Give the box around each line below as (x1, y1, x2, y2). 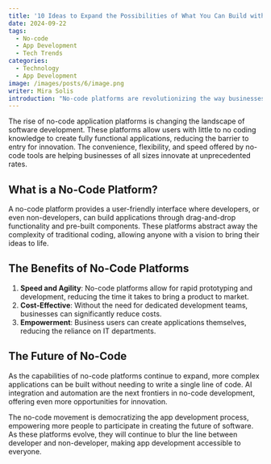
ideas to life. (8, 239, 49, 249)
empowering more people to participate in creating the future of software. (8, 420, 254, 430)
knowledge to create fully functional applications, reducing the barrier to (8, 134, 249, 144)
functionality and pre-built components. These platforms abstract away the (8, 221, 258, 231)
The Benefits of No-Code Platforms (8, 261, 190, 275)
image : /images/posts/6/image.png (8, 79, 125, 87)
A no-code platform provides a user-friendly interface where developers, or (8, 204, 260, 214)
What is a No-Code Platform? (8, 182, 159, 196)
